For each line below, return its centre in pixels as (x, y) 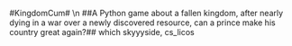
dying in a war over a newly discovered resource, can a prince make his (143, 23)
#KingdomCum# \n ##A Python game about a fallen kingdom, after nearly (146, 13)
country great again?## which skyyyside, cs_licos (102, 32)
